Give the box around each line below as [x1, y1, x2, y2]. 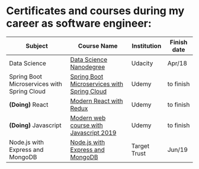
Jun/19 [167, 145, 188, 154]
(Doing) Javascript [9, 121, 62, 129]
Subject [25, 41, 49, 50]
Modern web [70, 113, 106, 122]
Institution [131, 41, 162, 50]
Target [131, 142, 150, 150]
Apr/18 [167, 59, 188, 67]
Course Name [78, 41, 118, 50]
